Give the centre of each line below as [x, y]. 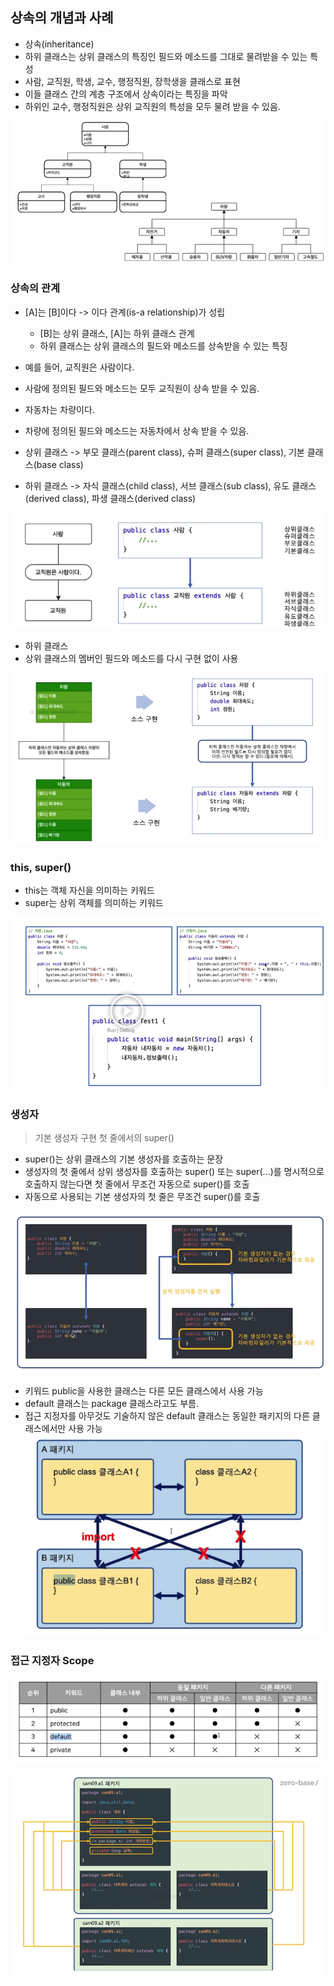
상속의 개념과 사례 [62, 18]
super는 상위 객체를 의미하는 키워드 [94, 903]
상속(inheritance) [59, 44]
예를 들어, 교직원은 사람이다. [79, 367]
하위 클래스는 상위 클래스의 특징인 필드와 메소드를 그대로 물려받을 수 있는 [166, 56]
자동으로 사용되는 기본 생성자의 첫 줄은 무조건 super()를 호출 [142, 1197]
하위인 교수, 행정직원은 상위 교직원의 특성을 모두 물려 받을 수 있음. [152, 106]
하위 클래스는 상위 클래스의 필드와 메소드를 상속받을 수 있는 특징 [163, 345]
